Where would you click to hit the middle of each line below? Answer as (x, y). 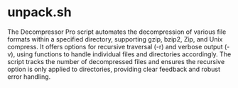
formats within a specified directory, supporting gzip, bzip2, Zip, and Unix (115, 39)
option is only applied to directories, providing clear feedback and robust (114, 69)
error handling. (29, 76)
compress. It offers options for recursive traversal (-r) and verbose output (115, 46)
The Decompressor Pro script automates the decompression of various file (117, 32)
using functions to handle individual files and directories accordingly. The (124, 54)
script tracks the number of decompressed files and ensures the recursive (116, 61)
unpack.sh (40, 12)
